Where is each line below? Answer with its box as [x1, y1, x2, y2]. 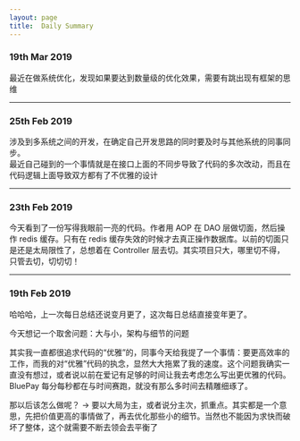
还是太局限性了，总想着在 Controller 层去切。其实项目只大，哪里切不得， [16, 245, 285, 256]
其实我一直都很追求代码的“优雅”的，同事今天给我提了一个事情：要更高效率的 [9, 346, 290, 358]
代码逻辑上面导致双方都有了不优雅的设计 [9, 170, 158, 181]
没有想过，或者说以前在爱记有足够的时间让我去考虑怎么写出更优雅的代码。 [16, 369, 291, 380]
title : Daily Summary [9, 21, 94, 30]
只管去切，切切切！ [9, 256, 80, 267]
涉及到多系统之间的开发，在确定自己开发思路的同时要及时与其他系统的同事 [9, 136, 283, 148]
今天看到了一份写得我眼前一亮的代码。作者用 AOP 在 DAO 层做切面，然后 [9, 223, 279, 233]
